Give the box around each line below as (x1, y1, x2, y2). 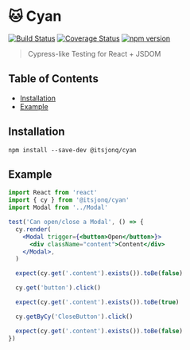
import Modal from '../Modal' (8, 203, 109, 212)
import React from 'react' (8, 189, 98, 197)
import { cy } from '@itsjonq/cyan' (8, 196, 130, 204)
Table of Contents (8, 72, 99, 86)
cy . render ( (15, 225, 52, 234)
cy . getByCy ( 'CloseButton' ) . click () (15, 313, 134, 321)
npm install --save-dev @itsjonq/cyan (8, 146, 137, 154)
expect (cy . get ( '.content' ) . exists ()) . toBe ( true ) (15, 298, 180, 306)
